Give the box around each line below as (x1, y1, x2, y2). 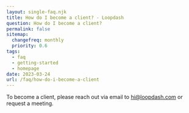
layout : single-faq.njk (6, 9, 67, 15)
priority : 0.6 (12, 43, 48, 49)
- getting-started (12, 60, 59, 66)
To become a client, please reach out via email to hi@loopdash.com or (6, 94, 183, 101)
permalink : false (6, 26, 51, 32)
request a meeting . (6, 100, 54, 107)
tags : (6, 49, 20, 55)
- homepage (12, 65, 40, 72)
